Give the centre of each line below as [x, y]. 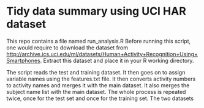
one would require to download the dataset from [67, 48]
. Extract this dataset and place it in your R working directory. [117, 60]
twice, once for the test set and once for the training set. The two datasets [100, 98]
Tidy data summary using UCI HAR [96, 11]
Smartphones [24, 60]
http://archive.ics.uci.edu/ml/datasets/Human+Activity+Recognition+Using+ [102, 54]
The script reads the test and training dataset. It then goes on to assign [96, 72]
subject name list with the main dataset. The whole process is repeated [96, 92]
